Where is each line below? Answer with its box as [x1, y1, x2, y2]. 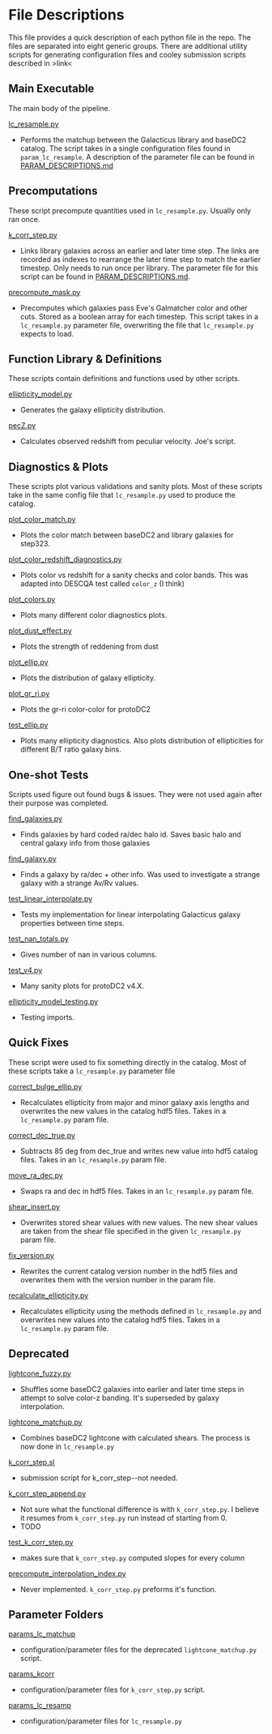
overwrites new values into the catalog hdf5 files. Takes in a [19, 1315, 220, 1325]
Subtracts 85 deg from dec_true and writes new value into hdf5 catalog [19, 1145, 258, 1156]
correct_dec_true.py [8, 1130, 75, 1140]
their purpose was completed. [8, 798, 109, 807]
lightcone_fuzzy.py [8, 1368, 71, 1378]
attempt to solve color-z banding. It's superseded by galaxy [19, 1393, 220, 1402]
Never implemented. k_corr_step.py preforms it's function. [19, 1584, 217, 1594]
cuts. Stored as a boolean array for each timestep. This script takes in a [19, 311, 259, 321]
